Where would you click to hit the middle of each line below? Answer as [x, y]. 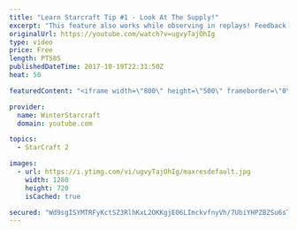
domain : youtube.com [55, 123]
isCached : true [53, 196]
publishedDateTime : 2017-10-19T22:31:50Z [87, 67]
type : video [31, 42]
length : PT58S [35, 58]
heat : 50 [25, 75]
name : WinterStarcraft [59, 115]
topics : [23, 139]
